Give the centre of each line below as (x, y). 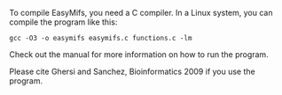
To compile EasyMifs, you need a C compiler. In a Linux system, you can (141, 13)
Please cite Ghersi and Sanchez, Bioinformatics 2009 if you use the (132, 71)
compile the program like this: (63, 22)
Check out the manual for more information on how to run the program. (139, 55)
